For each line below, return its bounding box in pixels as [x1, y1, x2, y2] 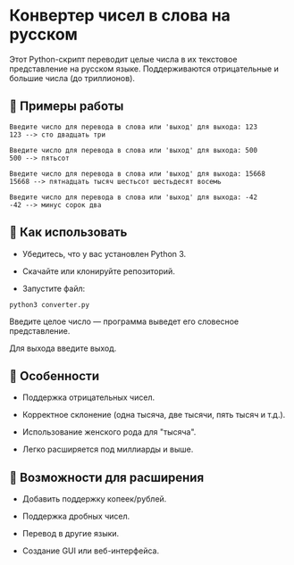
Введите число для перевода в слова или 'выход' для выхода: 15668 [9, 169, 266, 179]
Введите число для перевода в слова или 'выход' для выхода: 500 [9, 145, 257, 154]
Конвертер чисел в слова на [9, 5, 231, 26]
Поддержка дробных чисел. [21, 511, 130, 522]
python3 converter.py [9, 300, 90, 309]
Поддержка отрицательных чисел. [21, 392, 155, 403]
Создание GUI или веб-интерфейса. [21, 545, 159, 556]
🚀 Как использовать [9, 225, 128, 240]
